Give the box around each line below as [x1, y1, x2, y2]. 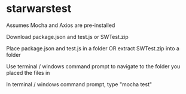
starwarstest [6, 2, 72, 16]
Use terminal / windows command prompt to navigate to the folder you [6, 62, 181, 70]
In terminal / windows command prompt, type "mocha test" [6, 80, 153, 88]
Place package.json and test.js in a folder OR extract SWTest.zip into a [6, 44, 179, 52]
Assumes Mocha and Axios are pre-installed [6, 22, 115, 29]
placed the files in [6, 69, 50, 76]
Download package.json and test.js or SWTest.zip [6, 33, 129, 40]
